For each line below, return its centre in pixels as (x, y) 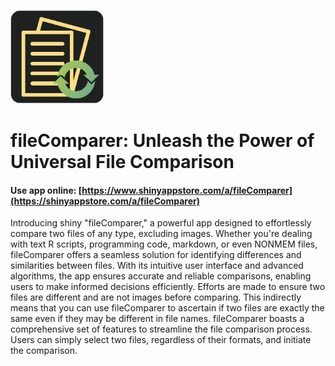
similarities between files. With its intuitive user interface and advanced (157, 266)
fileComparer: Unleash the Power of (162, 141)
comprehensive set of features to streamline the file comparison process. (161, 329)
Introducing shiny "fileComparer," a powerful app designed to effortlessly (161, 223)
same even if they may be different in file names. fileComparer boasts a (157, 319)
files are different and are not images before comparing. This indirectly (156, 297)
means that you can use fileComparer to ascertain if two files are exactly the (167, 308)
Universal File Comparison (122, 162)
